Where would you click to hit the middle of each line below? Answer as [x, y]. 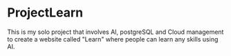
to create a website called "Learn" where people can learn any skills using [113, 39]
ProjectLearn [45, 13]
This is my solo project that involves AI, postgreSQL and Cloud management [115, 32]
